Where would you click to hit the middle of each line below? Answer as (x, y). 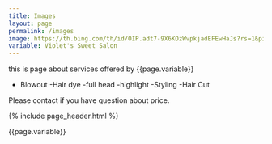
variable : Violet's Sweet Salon (63, 46)
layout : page (30, 23)
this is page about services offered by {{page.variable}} (101, 69)
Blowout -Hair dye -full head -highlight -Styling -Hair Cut (115, 85)
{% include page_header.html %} (64, 116)
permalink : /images (41, 31)
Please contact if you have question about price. (89, 100)
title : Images (32, 16)
